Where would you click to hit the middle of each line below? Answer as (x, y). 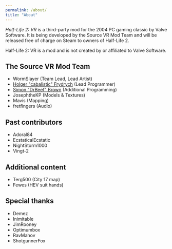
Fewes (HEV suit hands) (38, 185)
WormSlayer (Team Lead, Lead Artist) (52, 79)
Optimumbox (26, 229)
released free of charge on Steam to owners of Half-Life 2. (67, 40)
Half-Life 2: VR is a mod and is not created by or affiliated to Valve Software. (86, 50)
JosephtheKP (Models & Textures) (49, 95)
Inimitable (23, 219)
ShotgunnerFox (29, 241)
